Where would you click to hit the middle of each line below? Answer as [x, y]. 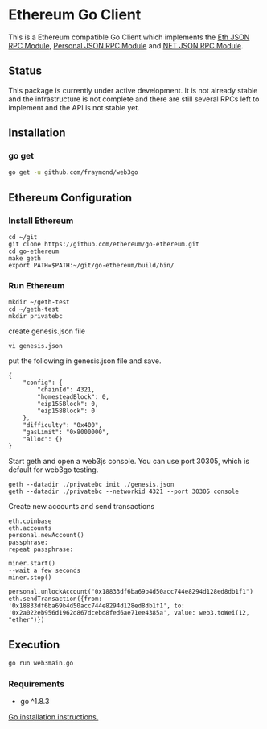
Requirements [37, 684]
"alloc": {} [43, 439]
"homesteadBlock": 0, [74, 397]
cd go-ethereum [34, 251]
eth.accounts [30, 528]
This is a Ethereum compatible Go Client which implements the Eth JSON [129, 37]
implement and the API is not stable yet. [74, 107]
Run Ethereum [37, 285]
